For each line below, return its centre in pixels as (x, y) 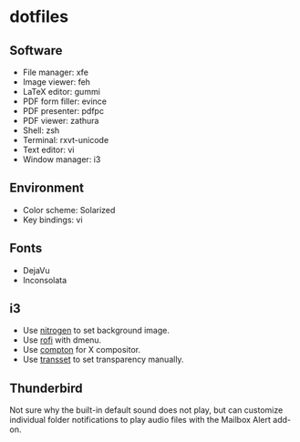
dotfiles (39, 17)
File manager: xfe (56, 72)
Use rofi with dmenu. (62, 340)
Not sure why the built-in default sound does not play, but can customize (146, 410)
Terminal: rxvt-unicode (66, 140)
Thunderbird (47, 388)
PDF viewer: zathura (61, 121)
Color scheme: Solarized (69, 210)
